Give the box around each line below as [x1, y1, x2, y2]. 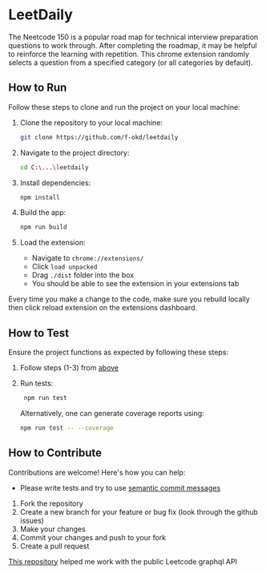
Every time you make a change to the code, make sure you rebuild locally [8, 294, 250, 304]
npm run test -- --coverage [19, 423, 114, 432]
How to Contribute [8, 447, 103, 460]
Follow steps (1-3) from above [19, 363, 119, 373]
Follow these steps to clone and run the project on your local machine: [8, 102, 240, 111]
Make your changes [19, 523, 86, 534]
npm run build [19, 223, 67, 232]
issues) [19, 515, 44, 525]
